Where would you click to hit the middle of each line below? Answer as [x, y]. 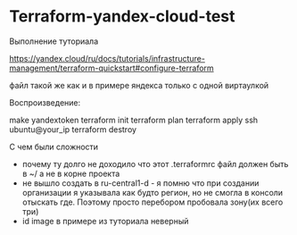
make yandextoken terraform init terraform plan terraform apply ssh [134, 120]
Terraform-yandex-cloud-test [122, 17]
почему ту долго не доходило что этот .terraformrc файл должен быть [155, 164]
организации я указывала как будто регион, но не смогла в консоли [153, 192]
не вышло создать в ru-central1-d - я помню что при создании [140, 183]
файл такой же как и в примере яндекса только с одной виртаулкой [139, 85]
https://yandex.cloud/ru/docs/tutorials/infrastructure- [107, 58]
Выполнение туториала [54, 41]
